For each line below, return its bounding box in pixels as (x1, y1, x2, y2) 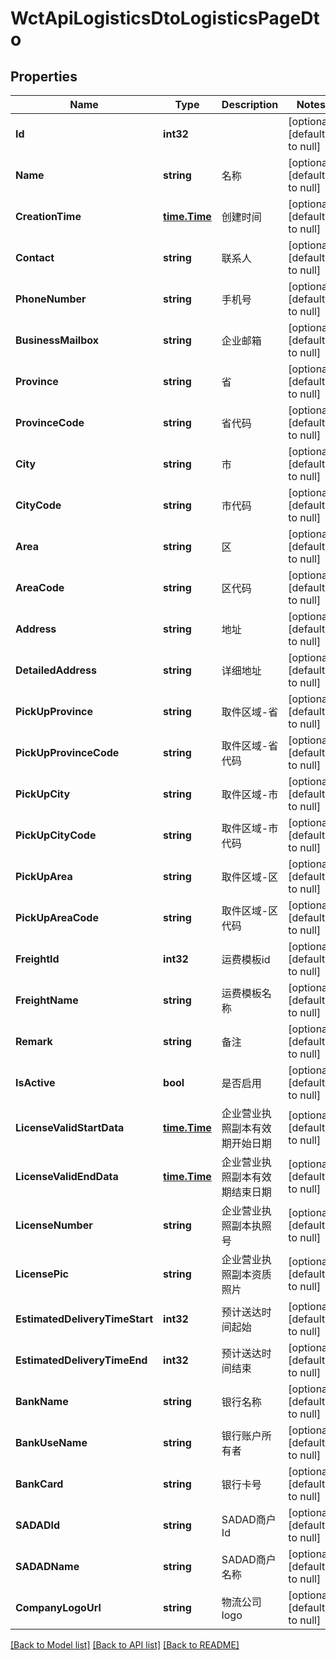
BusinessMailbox (15, 333, 99, 347)
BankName (15, 1395, 69, 1408)
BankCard (15, 1477, 64, 1491)
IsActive (15, 1076, 56, 1089)
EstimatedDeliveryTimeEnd (15, 1353, 148, 1367)
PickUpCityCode (15, 828, 97, 842)
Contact (15, 251, 55, 264)
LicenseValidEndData (15, 1170, 119, 1183)
